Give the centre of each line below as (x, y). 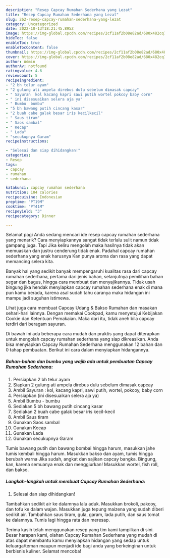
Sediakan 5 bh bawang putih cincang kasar (58, 407)
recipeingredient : (25, 80)
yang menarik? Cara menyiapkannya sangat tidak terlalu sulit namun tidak (82, 240)
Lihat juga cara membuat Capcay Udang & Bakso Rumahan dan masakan (81, 308)
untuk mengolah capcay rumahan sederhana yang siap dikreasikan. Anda (82, 339)
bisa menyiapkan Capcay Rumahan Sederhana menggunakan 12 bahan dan (84, 344)
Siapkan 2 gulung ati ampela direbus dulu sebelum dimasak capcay (83, 385)
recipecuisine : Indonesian (34, 197)
